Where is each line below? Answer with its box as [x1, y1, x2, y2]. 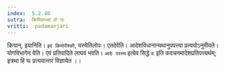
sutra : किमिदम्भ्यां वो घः [7, 16, 64, 23]
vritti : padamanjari [7, 23, 69, 29]
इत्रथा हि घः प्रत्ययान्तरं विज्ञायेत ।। [7, 57, 82, 65]
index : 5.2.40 [7, 10, 51, 17]
